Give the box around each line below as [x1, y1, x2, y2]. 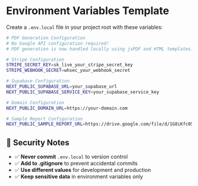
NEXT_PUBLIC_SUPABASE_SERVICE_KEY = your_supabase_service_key [6, 89, 160, 95]
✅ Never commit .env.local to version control [14, 153, 128, 160]
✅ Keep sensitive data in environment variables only [14, 173, 143, 180]
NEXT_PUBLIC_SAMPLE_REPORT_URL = [6, 121, 85, 127]
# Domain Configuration [6, 99, 65, 105]
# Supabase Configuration [6, 78, 70, 84]
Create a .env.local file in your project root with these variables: [6, 24, 163, 31]
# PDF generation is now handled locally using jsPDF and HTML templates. [6, 46, 194, 52]
